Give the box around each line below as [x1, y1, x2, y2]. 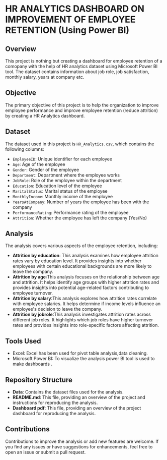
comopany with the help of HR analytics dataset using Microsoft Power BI [5, 64, 157, 69]
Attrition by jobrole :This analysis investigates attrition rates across [12, 311, 151, 318]
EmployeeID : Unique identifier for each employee [12, 156, 112, 162]
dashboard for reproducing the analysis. [12, 411, 96, 417]
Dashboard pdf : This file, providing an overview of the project [12, 405, 141, 411]
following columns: [5, 146, 44, 152]
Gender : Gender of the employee [12, 166, 79, 172]
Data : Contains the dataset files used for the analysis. [12, 389, 124, 395]
